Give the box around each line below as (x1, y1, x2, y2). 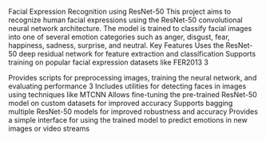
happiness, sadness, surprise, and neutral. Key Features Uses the (8, 41, 224, 50)
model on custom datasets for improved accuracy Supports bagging (8, 99, 233, 108)
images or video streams (8, 123, 90, 133)
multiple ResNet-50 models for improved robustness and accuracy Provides (8, 107, 258, 116)
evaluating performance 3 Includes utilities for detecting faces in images (8, 81, 247, 91)
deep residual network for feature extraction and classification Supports (18, 49, 256, 58)
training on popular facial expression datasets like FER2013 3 (8, 57, 209, 67)
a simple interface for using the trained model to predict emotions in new (8, 116, 248, 124)
